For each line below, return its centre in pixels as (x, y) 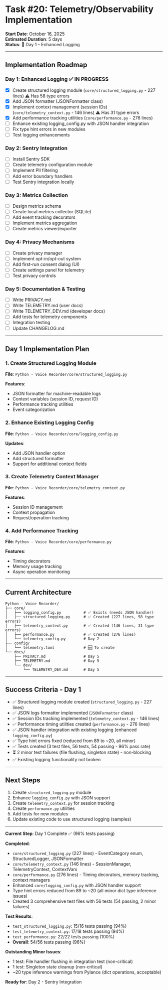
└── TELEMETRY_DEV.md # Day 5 (61, 669)
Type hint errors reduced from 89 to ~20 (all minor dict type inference (84, 890)
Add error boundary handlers (42, 176)
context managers (31, 880)
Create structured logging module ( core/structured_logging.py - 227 (84, 90)
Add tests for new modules (40, 813)
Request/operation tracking (40, 517)
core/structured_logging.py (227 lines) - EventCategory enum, (78, 853)
